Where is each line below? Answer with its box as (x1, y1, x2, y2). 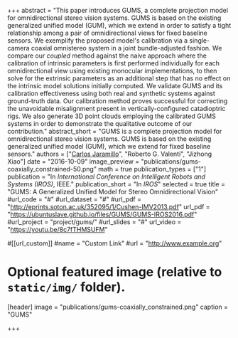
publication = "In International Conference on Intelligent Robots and (7, 172, 206, 181)
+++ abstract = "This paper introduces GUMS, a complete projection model (7, 6, 229, 14)
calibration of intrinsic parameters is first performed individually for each (7, 59, 220, 67)
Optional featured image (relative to (7, 264, 222, 280)
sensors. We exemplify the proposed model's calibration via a (7, 36, 188, 45)
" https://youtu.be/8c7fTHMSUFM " (7, 226, 108, 233)
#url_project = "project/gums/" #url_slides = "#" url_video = (7, 218, 182, 226)
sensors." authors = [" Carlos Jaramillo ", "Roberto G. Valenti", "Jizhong (7, 149, 212, 158)
